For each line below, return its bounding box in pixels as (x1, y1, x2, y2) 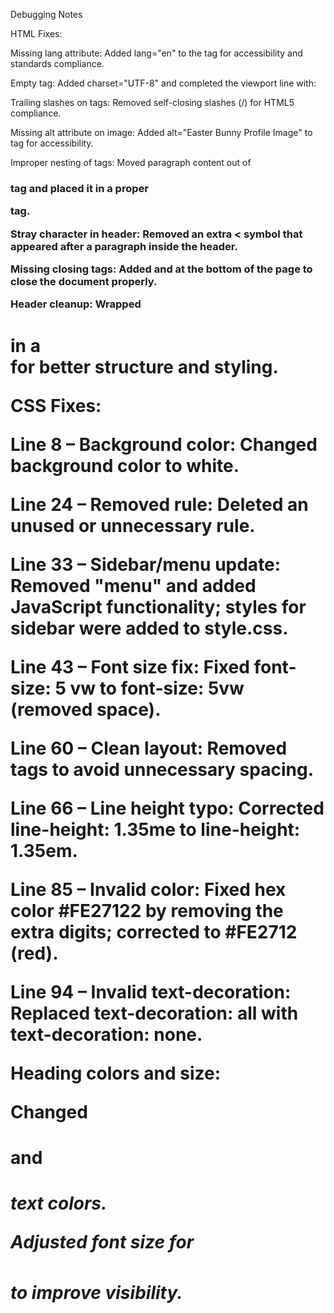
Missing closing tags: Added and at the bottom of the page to (10, 262, 313, 276)
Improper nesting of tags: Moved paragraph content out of (10, 157, 252, 168)
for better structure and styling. (10, 355, 279, 378)
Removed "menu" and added (10, 574, 257, 597)
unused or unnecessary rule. (10, 514, 256, 537)
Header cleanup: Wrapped (10, 297, 142, 311)
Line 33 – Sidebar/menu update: (10, 553, 282, 576)
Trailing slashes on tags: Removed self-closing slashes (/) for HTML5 (10, 97, 295, 108)
